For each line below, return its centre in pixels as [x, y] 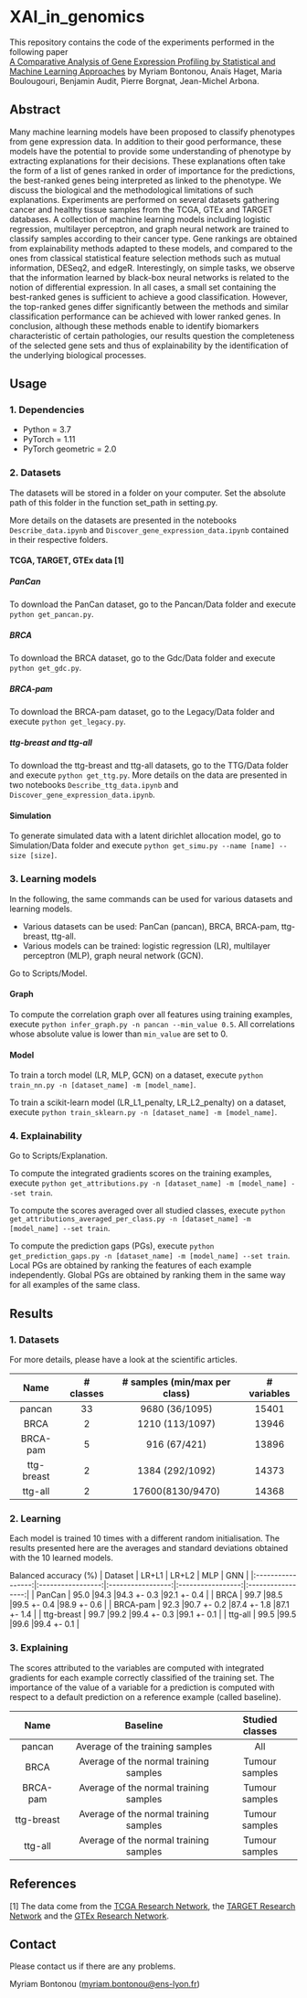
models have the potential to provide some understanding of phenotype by [150, 151]
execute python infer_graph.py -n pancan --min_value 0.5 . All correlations [152, 1024]
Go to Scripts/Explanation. [58, 1156]
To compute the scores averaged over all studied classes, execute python [148, 1211]
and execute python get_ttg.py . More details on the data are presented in [148, 775]
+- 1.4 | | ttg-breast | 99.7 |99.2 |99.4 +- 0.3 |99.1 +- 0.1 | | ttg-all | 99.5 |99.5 [153, 1614]
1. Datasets [34, 1339]
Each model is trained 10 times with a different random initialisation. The [145, 1538]
